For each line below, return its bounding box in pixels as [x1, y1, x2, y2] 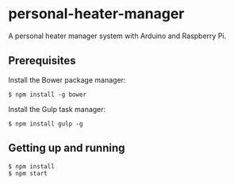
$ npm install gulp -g [8, 120, 83, 128]
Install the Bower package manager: [8, 75, 126, 84]
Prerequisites [8, 54, 76, 67]
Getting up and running [8, 141, 125, 155]
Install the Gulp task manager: [8, 104, 106, 114]
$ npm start [8, 169, 48, 177]
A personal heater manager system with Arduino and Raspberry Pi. [8, 31, 227, 40]
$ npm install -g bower [8, 91, 87, 98]
